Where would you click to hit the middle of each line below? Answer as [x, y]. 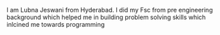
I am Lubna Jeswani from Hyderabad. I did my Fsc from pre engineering [110, 10]
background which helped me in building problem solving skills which [106, 17]
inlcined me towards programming [56, 24]
